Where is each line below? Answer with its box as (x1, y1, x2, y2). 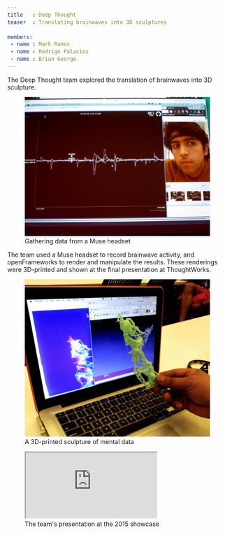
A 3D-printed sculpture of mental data (24, 438, 135, 446)
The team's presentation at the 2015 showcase (24, 520, 159, 528)
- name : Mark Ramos (10, 41, 71, 48)
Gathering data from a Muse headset (24, 236, 131, 245)
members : (7, 34, 33, 41)
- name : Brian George (10, 56, 77, 63)
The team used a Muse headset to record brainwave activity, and (7, 250, 194, 259)
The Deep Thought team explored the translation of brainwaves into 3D (7, 76, 212, 84)
